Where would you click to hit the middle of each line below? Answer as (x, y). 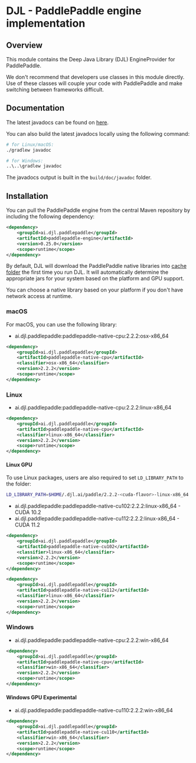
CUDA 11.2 (27, 525)
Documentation (35, 108)
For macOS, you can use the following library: (61, 324)
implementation (46, 23)
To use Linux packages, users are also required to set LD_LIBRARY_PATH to (95, 478)
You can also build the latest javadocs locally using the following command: (98, 133)
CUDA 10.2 (28, 512)
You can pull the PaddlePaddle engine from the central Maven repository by (98, 210)
